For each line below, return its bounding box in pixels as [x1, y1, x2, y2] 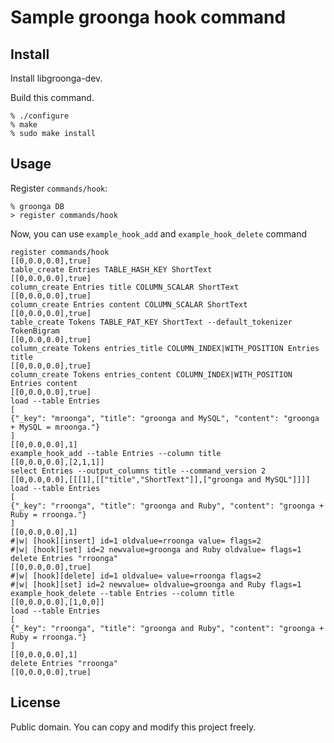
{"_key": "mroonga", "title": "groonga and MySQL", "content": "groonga [10, 413, 320, 423]
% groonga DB [10, 201, 65, 211]
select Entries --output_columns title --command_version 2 [10, 466, 267, 476]
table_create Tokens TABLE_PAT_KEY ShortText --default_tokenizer [10, 317, 293, 327]
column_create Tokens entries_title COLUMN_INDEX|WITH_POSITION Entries [10, 343, 320, 353]
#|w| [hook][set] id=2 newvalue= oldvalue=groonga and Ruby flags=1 [10, 579, 302, 590]
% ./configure [10, 111, 70, 121]
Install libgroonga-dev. [10, 72, 103, 84]
